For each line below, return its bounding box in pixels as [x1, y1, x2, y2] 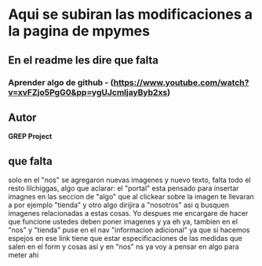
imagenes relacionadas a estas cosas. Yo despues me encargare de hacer [8, 209, 249, 218]
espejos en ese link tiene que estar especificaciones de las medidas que [8, 234, 243, 243]
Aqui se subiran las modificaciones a [8, 5, 253, 24]
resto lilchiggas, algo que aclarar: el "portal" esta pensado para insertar [8, 184, 239, 193]
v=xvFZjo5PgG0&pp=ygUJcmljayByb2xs [8, 86, 168, 97]
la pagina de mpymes [8, 22, 151, 40]
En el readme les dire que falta [8, 53, 159, 67]
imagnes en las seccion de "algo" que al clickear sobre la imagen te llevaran [8, 192, 255, 202]
